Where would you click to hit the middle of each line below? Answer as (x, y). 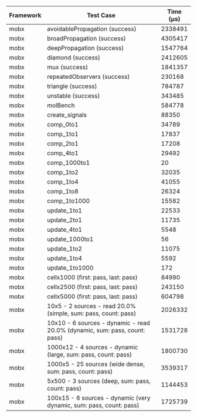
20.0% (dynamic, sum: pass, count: (96, 330)
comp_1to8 (63, 191)
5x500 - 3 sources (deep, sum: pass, (98, 381)
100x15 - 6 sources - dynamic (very (98, 398)
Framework (25, 15)
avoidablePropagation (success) (91, 29)
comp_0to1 (63, 124)
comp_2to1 (63, 144)
